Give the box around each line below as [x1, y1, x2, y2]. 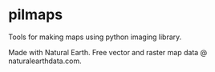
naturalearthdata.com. [8, 56, 82, 66]
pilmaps [8, 6, 63, 24]
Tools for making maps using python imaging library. [8, 32, 182, 42]
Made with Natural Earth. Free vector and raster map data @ [8, 47, 208, 57]
